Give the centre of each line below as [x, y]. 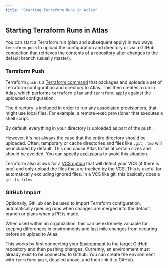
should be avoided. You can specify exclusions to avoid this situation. [77, 154]
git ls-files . [19, 179]
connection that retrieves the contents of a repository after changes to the [82, 53]
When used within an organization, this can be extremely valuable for [77, 224]
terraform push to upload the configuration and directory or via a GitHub [80, 48]
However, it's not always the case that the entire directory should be [76, 138]
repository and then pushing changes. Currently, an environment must [78, 249]
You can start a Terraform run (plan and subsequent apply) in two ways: [79, 42]
